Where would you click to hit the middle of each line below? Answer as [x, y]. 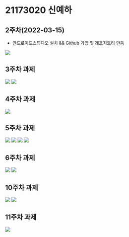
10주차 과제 [22, 188]
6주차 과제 [20, 158]
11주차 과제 [21, 217]
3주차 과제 [20, 69]
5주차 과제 [20, 128]
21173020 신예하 [38, 10]
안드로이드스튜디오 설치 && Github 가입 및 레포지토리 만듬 [68, 43]
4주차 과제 [20, 99]
